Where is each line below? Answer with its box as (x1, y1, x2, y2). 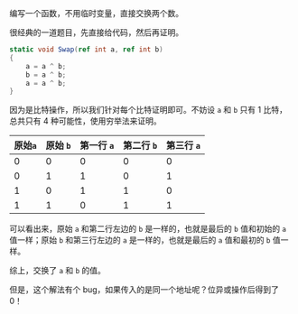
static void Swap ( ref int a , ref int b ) (9, 45, 164, 54)
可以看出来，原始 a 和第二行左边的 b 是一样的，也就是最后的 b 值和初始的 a (9, 224, 287, 235)
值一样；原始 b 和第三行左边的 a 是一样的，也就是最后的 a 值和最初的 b (9, 235, 271, 245)
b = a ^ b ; (25, 70, 67, 79)
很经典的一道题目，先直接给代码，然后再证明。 (9, 27, 183, 38)
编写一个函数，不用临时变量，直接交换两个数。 (9, 8, 183, 18)
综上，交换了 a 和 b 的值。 (9, 265, 107, 276)
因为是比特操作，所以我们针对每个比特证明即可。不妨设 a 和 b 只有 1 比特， (9, 105, 287, 115)
